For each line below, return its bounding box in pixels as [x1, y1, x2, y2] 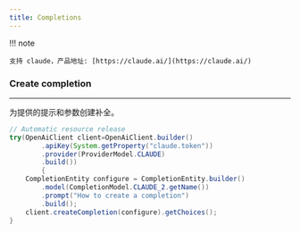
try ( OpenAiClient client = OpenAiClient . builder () [9, 133, 194, 142]
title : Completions [9, 12, 82, 22]
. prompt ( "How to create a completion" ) [41, 191, 190, 200]
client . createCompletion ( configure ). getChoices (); [25, 207, 218, 217]
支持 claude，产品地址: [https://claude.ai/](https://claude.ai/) [9, 56, 253, 65]
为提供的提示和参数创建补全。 [9, 106, 119, 117]
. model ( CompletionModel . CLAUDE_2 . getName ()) [41, 183, 210, 192]
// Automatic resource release [9, 124, 126, 134]
